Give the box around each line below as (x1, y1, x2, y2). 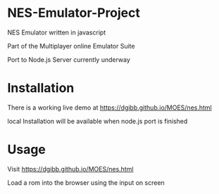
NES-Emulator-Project (7, 5, 141, 21)
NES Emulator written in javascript (7, 28, 106, 37)
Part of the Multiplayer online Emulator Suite (7, 41, 135, 50)
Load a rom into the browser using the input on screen (7, 178, 165, 187)
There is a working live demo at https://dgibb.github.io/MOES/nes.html (7, 103, 213, 112)
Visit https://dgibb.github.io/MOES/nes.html (7, 164, 134, 173)
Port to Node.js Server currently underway (7, 55, 130, 64)
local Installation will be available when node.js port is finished (7, 117, 188, 125)
